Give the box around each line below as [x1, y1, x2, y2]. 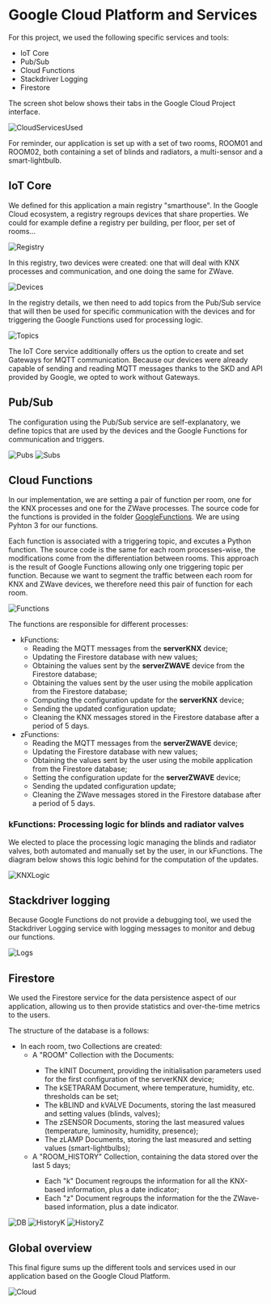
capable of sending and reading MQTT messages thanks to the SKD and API [8, 363, 263, 373]
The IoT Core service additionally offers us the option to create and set [8, 346, 244, 356]
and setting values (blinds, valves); [44, 1109, 161, 1119]
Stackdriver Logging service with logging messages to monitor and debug [8, 923, 256, 933]
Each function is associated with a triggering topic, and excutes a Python [8, 536, 252, 546]
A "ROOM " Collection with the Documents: [32, 1050, 175, 1060]
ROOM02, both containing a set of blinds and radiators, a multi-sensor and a [8, 147, 263, 156]
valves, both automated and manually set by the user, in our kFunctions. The [8, 846, 263, 855]
